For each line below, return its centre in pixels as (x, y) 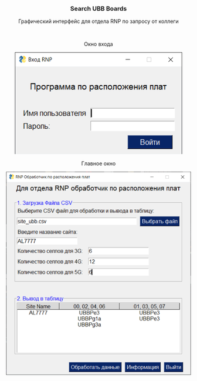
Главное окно (98, 163)
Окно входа (98, 44)
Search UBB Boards (98, 8)
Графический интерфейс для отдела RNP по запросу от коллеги (98, 21)
